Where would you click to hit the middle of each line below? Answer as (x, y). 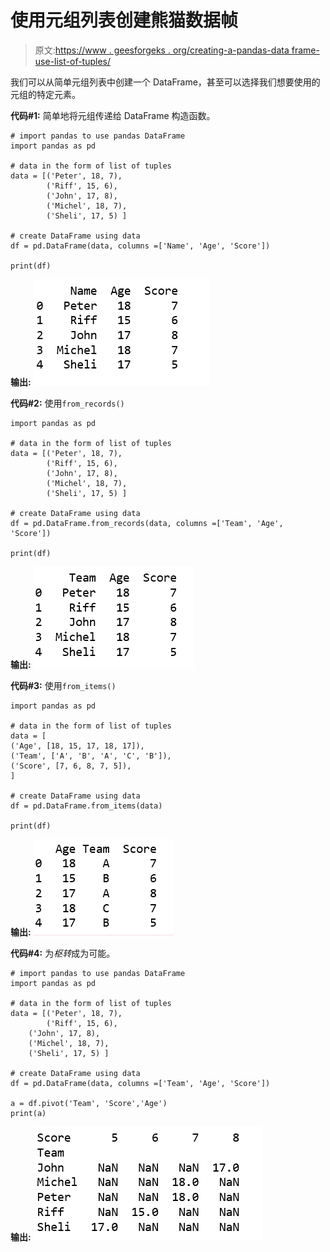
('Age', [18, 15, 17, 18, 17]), (77, 746)
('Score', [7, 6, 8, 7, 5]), (71, 766)
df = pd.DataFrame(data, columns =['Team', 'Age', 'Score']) (140, 1083)
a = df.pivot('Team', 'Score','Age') (89, 1103)
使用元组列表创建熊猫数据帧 (124, 20)
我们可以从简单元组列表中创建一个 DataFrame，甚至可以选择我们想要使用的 (165, 82)
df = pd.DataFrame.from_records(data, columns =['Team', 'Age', (147, 523)
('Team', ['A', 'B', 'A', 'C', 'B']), (91, 756)
